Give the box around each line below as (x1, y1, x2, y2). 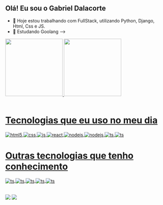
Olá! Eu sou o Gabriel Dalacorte (5, 4, 106, 13)
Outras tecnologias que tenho (5, 150, 134, 161)
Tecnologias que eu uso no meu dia (5, 115, 158, 126)
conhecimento (5, 161, 68, 172)
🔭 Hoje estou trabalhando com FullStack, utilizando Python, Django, (12, 17, 155, 23)
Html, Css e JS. (12, 23, 45, 29)
